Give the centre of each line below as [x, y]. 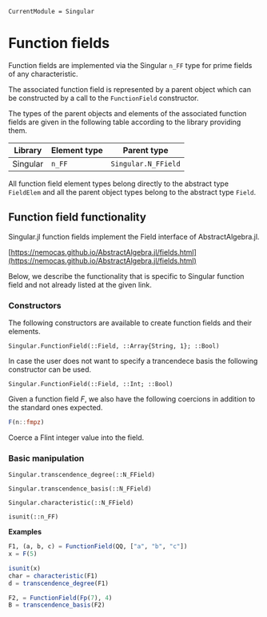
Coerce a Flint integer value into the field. [76, 438]
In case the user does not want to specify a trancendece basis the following [133, 361]
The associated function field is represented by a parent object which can [130, 89]
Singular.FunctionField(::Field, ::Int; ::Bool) [91, 385]
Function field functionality [77, 218]
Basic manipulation [46, 458]
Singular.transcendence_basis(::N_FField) [80, 489]
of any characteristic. [43, 74]
